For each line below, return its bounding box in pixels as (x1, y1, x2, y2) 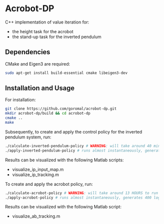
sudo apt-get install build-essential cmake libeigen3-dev (5, 70, 128, 75)
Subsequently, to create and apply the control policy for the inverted (5, 129, 143, 134)
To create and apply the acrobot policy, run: (5, 181, 93, 187)
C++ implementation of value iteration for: (5, 19, 89, 25)
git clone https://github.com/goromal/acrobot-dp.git (5, 106, 117, 112)
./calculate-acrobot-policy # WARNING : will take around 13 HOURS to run (5, 190, 159, 196)
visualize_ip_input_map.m (12, 166, 64, 172)
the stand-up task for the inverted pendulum (12, 34, 102, 40)
